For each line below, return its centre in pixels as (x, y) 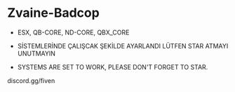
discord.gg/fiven (31, 80)
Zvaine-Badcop (53, 13)
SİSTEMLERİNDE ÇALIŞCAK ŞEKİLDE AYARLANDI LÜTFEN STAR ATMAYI (123, 46)
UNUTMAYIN (36, 53)
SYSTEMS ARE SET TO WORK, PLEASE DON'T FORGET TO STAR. (113, 67)
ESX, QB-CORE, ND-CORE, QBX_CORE (73, 32)
